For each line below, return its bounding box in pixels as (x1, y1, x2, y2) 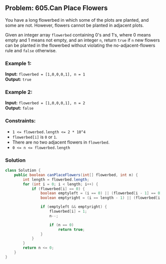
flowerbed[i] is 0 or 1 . (12, 134, 58, 140)
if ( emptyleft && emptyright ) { (40, 204, 107, 209)
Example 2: (5, 89, 33, 96)
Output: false (5, 105, 34, 111)
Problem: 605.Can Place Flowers (5, 4, 108, 12)
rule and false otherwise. (5, 47, 57, 53)
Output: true (5, 76, 32, 82)
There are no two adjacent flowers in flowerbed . (12, 139, 110, 145)
